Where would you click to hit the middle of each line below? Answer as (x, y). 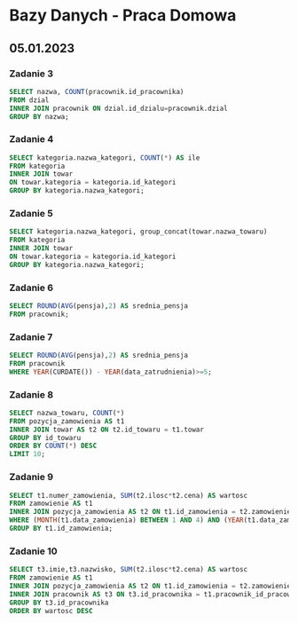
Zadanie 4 (31, 139)
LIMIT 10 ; (27, 454)
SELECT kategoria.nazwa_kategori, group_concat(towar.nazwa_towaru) (138, 232)
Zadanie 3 (31, 74)
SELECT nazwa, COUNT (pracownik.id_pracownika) (97, 91)
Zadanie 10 (33, 551)
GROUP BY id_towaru (45, 438)
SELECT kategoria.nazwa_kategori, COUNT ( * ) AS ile (105, 158)
